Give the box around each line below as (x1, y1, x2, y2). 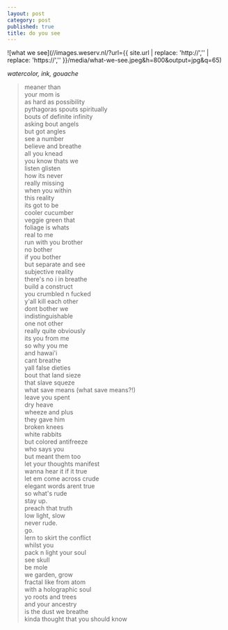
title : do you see (7, 29, 60, 37)
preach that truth (24, 504, 73, 512)
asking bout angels (24, 120, 79, 129)
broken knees (24, 423, 64, 431)
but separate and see (24, 260, 85, 268)
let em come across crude (24, 474, 99, 483)
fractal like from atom (24, 578, 85, 586)
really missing (24, 179, 65, 188)
